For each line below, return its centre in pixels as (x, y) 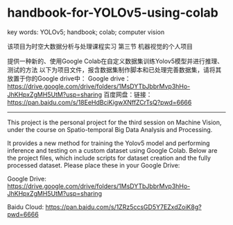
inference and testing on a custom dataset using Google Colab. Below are (112, 150)
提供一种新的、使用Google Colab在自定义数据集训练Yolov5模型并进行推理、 (115, 61)
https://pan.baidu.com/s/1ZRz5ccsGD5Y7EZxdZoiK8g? (124, 207)
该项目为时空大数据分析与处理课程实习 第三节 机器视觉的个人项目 (100, 46)
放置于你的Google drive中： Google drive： (69, 78)
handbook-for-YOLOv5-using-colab (113, 13)
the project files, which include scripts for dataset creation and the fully (109, 158)
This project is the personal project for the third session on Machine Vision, (114, 122)
